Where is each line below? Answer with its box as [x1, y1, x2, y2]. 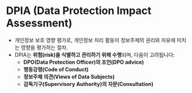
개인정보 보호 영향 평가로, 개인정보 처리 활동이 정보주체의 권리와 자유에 [14, 36, 176, 43]
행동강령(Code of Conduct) [23, 66, 89, 73]
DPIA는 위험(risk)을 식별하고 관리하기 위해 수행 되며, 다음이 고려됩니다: [14, 51, 175, 58]
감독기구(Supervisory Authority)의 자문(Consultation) [23, 80, 154, 87]
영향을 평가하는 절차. [20, 44, 68, 51]
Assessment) [6, 16, 73, 30]
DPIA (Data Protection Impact [6, 4, 152, 18]
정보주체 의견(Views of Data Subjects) [23, 73, 115, 80]
